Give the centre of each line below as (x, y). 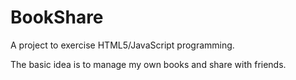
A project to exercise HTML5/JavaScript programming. (122, 45)
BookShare (57, 17)
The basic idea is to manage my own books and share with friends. (148, 64)
